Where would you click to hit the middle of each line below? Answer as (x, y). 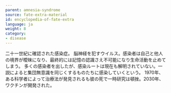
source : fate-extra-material (36, 15)
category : (16, 34)
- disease (16, 39)
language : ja (19, 24)
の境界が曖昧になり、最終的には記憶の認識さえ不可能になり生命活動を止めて (86, 59)
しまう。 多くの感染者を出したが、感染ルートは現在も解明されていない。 (82, 66)
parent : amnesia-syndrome (33, 10)
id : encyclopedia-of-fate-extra (40, 19)
